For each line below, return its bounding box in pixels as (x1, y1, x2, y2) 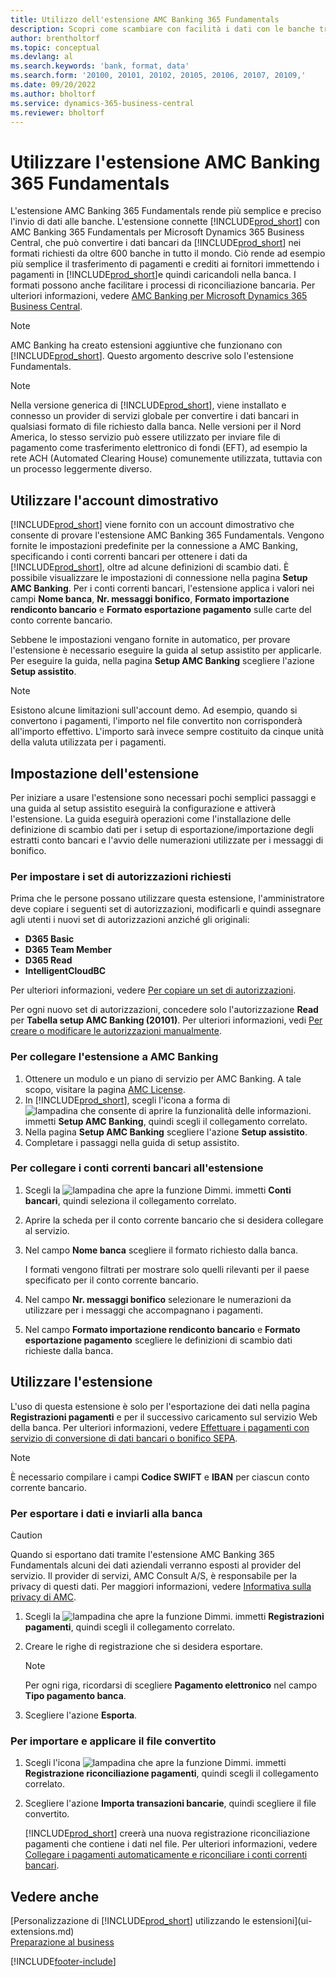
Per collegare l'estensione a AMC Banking (10, 1050, 219, 1064)
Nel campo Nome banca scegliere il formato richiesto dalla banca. (24, 1244, 299, 1256)
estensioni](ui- (251, 1915, 313, 1927)
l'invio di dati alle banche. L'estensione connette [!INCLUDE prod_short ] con (10, 216, 321, 228)
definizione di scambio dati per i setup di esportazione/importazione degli (10, 823, 315, 835)
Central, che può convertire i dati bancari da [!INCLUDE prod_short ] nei (10, 237, 302, 249)
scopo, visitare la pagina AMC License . (24, 1083, 186, 1095)
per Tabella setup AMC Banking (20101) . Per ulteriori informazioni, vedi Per (10, 1014, 323, 1026)
